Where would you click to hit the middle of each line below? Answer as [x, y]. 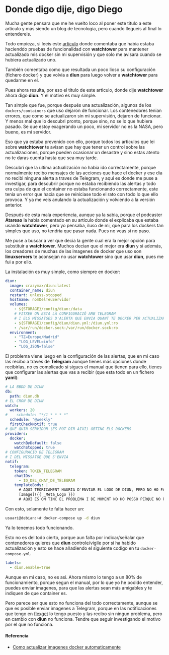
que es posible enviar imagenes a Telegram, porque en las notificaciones [81, 608]
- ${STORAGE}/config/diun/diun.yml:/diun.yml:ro [66, 323]
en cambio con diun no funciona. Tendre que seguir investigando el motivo [83, 619]
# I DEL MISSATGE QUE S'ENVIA [37, 457]
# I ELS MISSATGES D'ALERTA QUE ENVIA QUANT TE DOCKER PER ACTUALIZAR [90, 318]
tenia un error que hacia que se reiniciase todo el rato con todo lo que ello [82, 194]
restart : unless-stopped [36, 295]
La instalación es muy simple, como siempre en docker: [63, 272]
